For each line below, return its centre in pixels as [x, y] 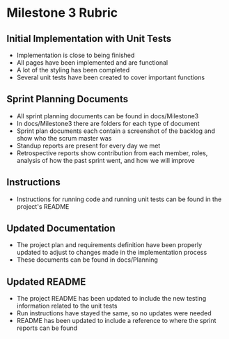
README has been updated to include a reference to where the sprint [116, 321]
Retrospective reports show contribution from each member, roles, [112, 153]
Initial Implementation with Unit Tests [89, 39]
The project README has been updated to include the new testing [111, 299]
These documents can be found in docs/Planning [87, 260]
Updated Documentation [61, 229]
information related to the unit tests [67, 306]
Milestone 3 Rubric [62, 13]
